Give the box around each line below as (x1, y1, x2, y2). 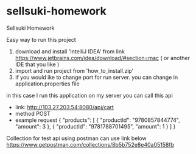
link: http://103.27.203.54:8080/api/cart (15, 103, 114, 110)
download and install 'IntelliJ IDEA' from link (15, 47, 125, 55)
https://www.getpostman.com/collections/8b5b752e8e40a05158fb (6, 141, 175, 148)
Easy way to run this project (6, 36, 76, 43)
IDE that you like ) (15, 61, 60, 68)
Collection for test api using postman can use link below (6, 135, 147, 142)
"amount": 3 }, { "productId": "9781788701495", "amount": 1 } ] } (15, 122, 176, 130)
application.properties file (15, 80, 80, 87)
